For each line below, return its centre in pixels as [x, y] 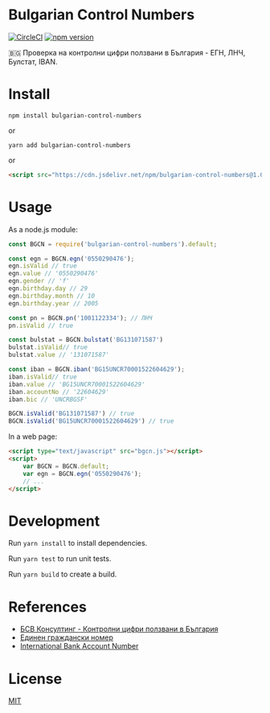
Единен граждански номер [67, 637]
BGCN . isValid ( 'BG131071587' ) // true [72, 414]
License [35, 679]
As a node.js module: [43, 229]
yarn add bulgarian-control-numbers [70, 145]
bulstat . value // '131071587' [59, 355]
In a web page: [33, 436]
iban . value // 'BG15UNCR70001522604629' [77, 384]
